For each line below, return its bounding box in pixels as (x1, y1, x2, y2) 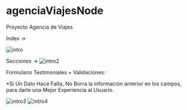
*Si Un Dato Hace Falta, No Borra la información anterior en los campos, (6, 80, 182, 87)
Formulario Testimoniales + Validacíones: (6, 68, 106, 75)
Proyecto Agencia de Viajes (6, 23, 74, 30)
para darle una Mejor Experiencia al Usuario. (6, 86, 114, 93)
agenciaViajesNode (6, 4, 104, 18)
